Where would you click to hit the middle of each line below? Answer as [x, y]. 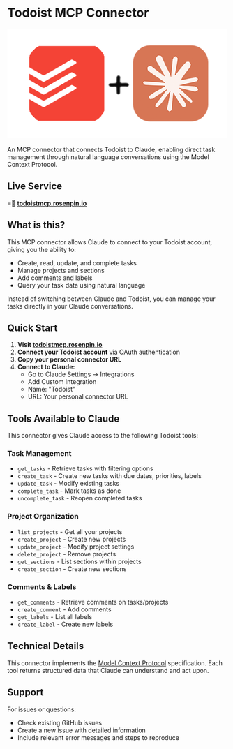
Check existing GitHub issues [60, 722]
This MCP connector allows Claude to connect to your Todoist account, [110, 242]
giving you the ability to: [42, 249]
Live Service [35, 186]
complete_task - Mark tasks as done [69, 491]
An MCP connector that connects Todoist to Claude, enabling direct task [111, 149]
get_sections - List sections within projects [79, 561]
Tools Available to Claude [63, 418]
